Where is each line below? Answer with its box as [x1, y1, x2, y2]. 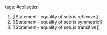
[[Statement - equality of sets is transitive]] [12, 24, 100, 30]
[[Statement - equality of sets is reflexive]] [12, 14, 99, 19]
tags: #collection [5, 4, 39, 10]
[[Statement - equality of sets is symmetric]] [12, 19, 103, 25]
